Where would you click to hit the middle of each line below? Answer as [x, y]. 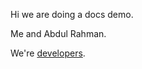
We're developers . [48, 53]
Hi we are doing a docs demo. [72, 14]
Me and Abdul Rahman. [58, 33]
